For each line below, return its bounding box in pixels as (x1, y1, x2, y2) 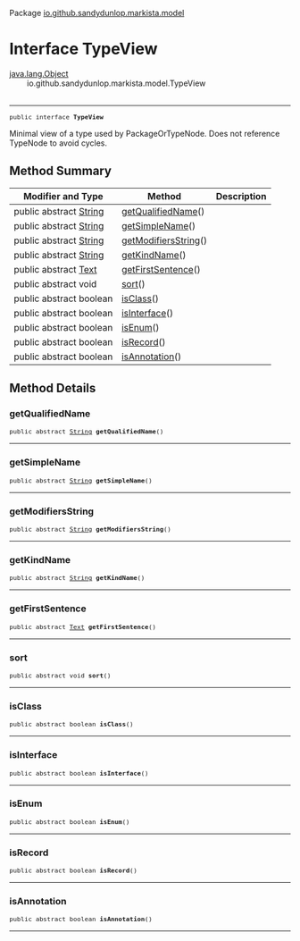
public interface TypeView (9, 113, 104, 122)
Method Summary (9, 164, 112, 179)
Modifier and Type (23, 189, 104, 202)
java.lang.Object (9, 68, 69, 79)
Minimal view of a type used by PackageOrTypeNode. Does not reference (9, 128, 280, 139)
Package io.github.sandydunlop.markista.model (9, 8, 185, 18)
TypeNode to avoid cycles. (9, 138, 107, 148)
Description (215, 189, 267, 202)
